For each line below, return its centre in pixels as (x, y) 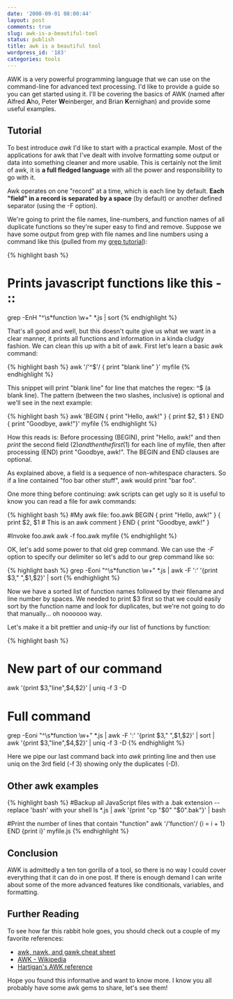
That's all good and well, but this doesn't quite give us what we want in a (112, 331)
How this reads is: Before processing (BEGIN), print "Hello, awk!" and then (114, 437)
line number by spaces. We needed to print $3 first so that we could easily (114, 599)
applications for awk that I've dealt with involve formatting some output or (113, 155)
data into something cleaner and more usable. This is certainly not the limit (114, 162)
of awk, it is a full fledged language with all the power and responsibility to (115, 170)
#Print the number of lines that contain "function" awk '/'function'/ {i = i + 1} (116, 824)
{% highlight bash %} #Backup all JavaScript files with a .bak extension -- (114, 803)
